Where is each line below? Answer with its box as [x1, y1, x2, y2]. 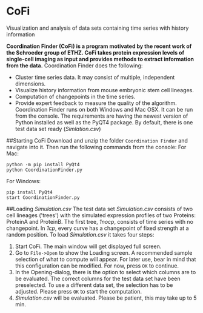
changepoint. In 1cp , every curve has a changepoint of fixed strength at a [6, 224, 189, 232]
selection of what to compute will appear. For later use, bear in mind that [15, 255, 196, 263]
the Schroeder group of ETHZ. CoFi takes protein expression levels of [6, 49, 185, 56]
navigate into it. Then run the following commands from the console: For [6, 143, 187, 150]
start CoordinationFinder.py [6, 194, 80, 201]
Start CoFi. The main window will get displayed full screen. [15, 243, 162, 250]
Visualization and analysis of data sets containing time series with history [6, 24, 189, 32]
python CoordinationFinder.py [6, 167, 83, 173]
